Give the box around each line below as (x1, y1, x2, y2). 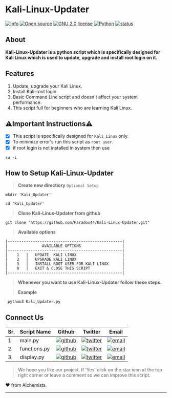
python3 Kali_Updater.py (7, 299, 60, 304)
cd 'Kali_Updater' (5, 201, 45, 206)
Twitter (82, 328, 101, 336)
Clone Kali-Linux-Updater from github (17, 210, 101, 216)
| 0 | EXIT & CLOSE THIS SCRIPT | (5, 266, 125, 271)
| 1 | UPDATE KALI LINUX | (5, 253, 125, 258)
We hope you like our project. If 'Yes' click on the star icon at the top (17, 367, 162, 373)
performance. (12, 99, 42, 106)
